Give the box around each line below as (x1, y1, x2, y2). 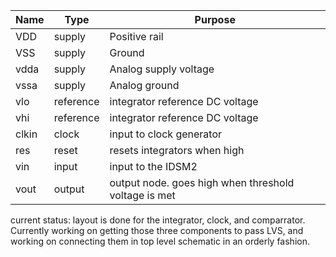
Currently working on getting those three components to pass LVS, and (10, 225, 304, 236)
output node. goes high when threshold (109, 176, 295, 189)
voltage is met (109, 189, 176, 202)
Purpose (194, 13, 236, 26)
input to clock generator (109, 127, 223, 141)
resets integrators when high (109, 144, 245, 157)
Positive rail (109, 30, 164, 43)
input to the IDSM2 (109, 160, 198, 173)
